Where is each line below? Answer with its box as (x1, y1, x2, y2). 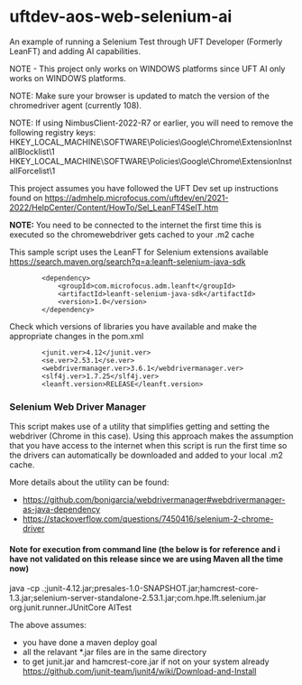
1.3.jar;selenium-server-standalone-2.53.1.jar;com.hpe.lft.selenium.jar (9, 593, 267, 604)
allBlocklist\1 (9, 146, 56, 157)
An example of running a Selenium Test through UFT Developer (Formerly (9, 36, 283, 47)
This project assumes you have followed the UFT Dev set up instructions (9, 182, 279, 193)
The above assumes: (9, 620, 87, 631)
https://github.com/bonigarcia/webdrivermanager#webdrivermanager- (22, 495, 286, 505)
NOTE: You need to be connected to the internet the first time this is (9, 219, 262, 230)
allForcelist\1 (9, 165, 56, 176)
